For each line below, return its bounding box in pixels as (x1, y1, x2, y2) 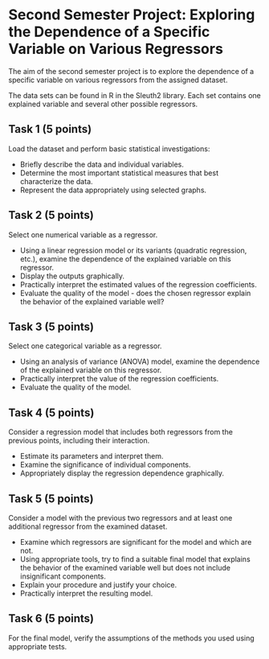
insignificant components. (19, 571, 107, 581)
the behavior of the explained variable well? (19, 296, 165, 307)
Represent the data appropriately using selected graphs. (19, 185, 207, 195)
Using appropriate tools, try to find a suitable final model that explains (19, 554, 251, 564)
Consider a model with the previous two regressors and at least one (8, 513, 233, 522)
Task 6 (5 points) (8, 612, 95, 625)
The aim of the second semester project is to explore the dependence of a (8, 66, 255, 76)
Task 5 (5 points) (8, 492, 94, 505)
